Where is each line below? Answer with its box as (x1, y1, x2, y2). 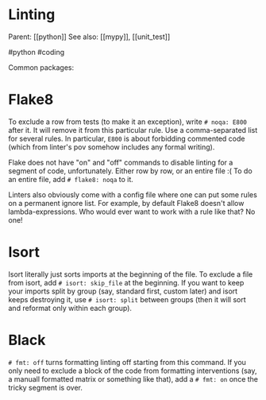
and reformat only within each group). (8, 303, 133, 313)
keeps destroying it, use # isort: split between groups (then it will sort (8, 294, 246, 304)
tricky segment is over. (8, 383, 83, 392)
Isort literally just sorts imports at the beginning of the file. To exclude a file (8, 269, 253, 279)
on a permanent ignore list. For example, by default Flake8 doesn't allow (8, 198, 245, 208)
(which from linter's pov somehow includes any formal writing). (8, 142, 215, 152)
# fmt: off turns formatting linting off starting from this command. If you (8, 357, 246, 367)
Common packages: (8, 62, 75, 72)
